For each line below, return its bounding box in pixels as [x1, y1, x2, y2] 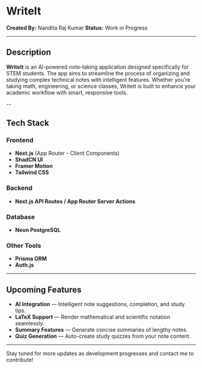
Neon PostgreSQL [14, 226, 61, 234]
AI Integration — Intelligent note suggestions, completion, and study [14, 301, 185, 308]
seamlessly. [14, 320, 44, 327]
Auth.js [14, 261, 34, 269]
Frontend [6, 136, 34, 145]
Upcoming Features [6, 284, 82, 295]
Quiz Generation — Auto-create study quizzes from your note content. [14, 332, 191, 340]
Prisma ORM [14, 255, 47, 263]
